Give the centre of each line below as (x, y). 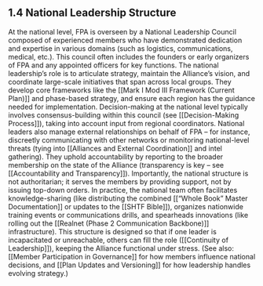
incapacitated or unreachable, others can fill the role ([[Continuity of (119, 240)
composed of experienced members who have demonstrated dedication (125, 40)
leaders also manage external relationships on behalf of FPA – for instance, (129, 132)
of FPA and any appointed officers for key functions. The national (113, 65)
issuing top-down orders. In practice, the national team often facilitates (123, 190)
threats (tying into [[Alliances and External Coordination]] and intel (115, 148)
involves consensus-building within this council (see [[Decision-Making (124, 115)
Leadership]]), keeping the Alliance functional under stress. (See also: (121, 248)
